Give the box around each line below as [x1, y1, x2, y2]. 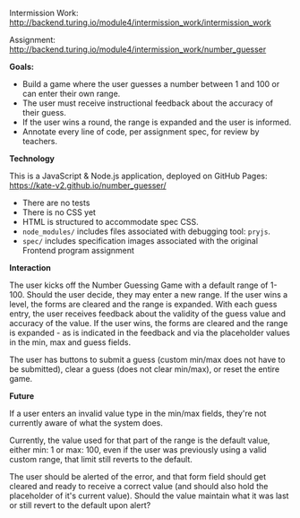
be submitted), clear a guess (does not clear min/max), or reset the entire [9, 364, 280, 375]
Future [9, 391, 35, 401]
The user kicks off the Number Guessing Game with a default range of [9, 280, 269, 290]
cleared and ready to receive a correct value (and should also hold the [9, 481, 269, 491]
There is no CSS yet [21, 207, 97, 218]
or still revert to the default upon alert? [9, 500, 151, 510]
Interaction [9, 263, 52, 272]
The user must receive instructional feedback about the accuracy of [21, 98, 273, 108]
